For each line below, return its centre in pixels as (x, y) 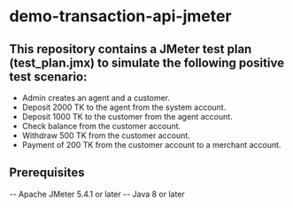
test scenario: (48, 77)
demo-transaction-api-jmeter (120, 16)
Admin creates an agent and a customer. (96, 98)
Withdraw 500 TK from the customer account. (106, 135)
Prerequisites (47, 173)
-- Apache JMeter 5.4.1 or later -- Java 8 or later (97, 194)
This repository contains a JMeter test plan (131, 49)
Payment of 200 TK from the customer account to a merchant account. (151, 145)
